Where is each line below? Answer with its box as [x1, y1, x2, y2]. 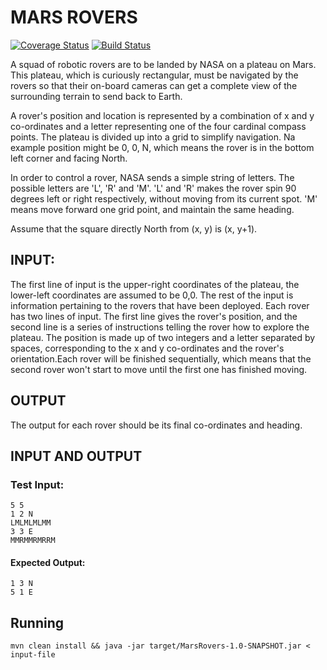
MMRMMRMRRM [10, 536, 56, 546]
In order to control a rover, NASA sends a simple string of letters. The [10, 171, 295, 183]
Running [10, 614, 65, 631]
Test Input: [10, 477, 65, 491]
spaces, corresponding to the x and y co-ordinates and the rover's [10, 342, 285, 354]
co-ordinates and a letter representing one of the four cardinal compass [10, 120, 307, 132]
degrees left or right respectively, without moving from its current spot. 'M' [10, 192, 318, 205]
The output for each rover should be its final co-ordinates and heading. [10, 419, 303, 431]
